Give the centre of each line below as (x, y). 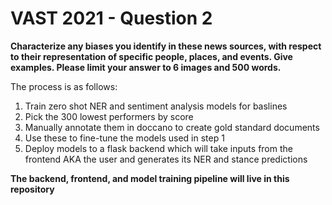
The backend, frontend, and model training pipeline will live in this (150, 178)
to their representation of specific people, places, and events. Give (151, 56)
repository (32, 189)
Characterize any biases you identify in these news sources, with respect (166, 46)
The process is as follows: (64, 86)
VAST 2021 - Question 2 (111, 18)
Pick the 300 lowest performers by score (109, 116)
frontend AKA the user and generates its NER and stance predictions (166, 159)
